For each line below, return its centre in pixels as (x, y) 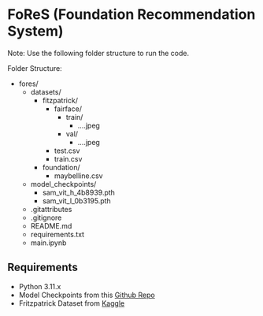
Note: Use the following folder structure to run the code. (98, 53)
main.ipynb (48, 243)
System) (35, 31)
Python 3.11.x (40, 286)
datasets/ (46, 91)
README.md (51, 225)
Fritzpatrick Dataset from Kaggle (72, 303)
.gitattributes (51, 209)
